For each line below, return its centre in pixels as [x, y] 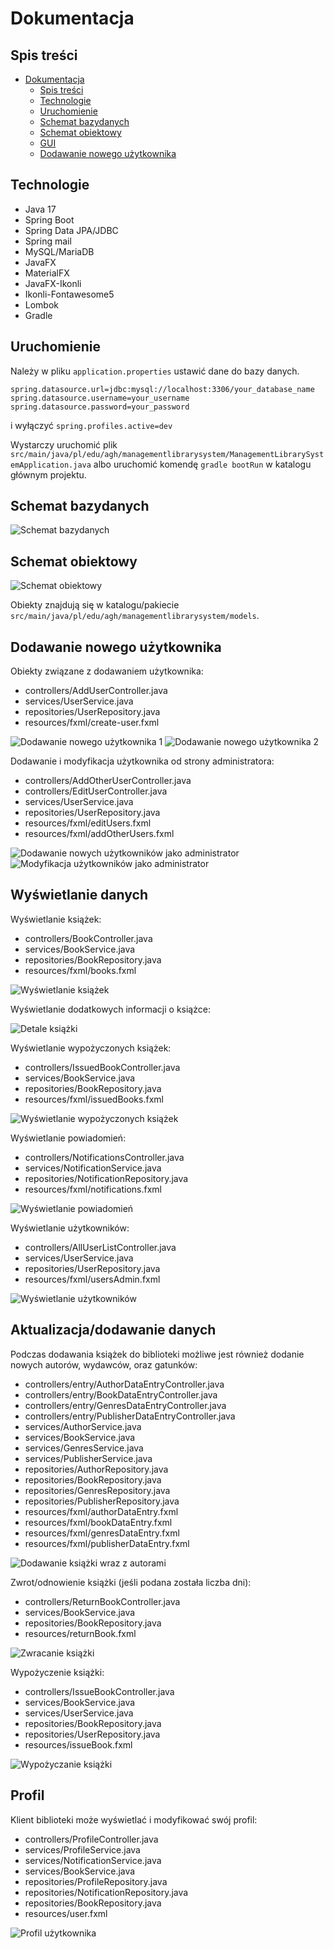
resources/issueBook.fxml [78, 1744]
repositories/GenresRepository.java [97, 1490]
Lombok [42, 304]
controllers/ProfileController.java [91, 1839]
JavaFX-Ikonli [53, 283]
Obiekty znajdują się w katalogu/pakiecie [95, 605]
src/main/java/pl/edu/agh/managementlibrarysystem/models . [135, 616]
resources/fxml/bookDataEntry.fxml [98, 1522]
